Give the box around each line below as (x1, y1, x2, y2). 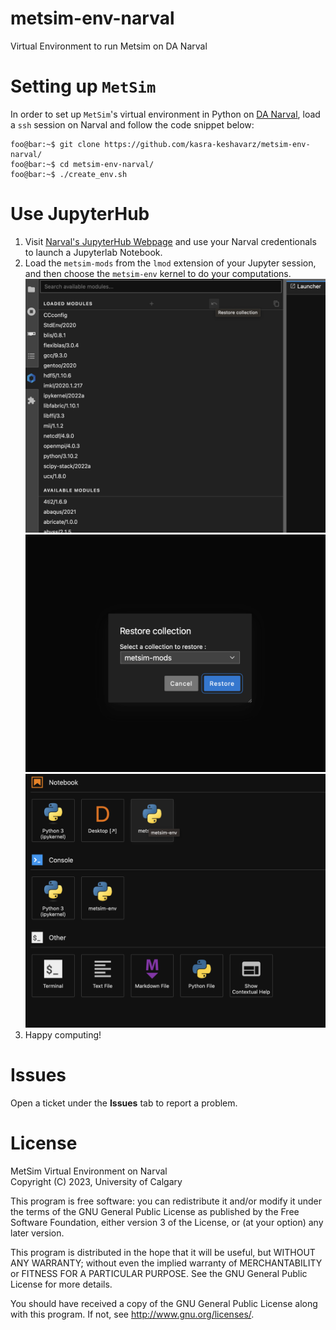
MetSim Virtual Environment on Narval (10, 1165, 168, 1177)
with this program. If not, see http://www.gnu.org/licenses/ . (10, 1308, 255, 1320)
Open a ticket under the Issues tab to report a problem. (10, 1097, 238, 1109)
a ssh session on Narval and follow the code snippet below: (10, 118, 255, 131)
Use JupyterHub (10, 203, 150, 226)
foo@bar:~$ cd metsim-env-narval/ (10, 159, 155, 169)
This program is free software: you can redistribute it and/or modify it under (10, 1195, 322, 1207)
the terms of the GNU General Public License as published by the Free (10, 1205, 300, 1217)
